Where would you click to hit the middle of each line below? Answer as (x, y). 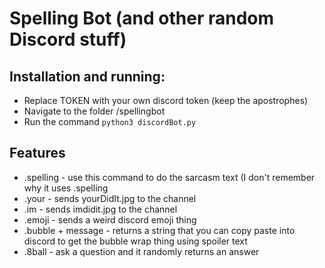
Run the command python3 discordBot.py (110, 121)
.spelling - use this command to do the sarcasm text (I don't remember (169, 177)
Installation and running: (87, 76)
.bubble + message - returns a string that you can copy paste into (159, 230)
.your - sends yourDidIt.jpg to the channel (110, 198)
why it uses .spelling (66, 188)
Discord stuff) (68, 39)
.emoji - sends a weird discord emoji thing (110, 219)
